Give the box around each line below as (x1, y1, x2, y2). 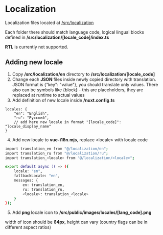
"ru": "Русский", (14, 115, 49, 120)
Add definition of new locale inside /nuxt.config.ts (12, 97, 115, 103)
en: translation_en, (23, 183, 65, 187)
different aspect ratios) (5, 224, 51, 230)
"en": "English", (14, 111, 49, 116)
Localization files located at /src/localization (5, 20, 94, 26)
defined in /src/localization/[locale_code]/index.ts (5, 34, 109, 40)
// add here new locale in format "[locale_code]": (14, 119, 121, 125)
